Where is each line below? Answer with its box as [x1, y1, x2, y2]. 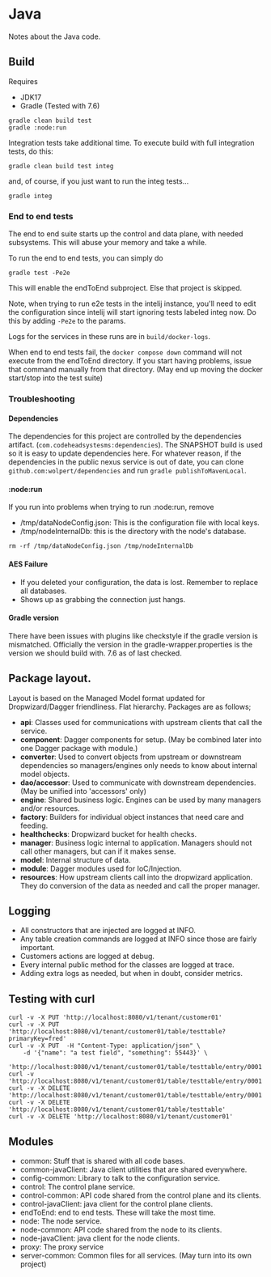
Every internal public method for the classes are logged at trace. [19, 960, 235, 969]
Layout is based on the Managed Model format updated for [8, 693, 205, 702]
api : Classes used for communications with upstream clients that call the [19, 717, 263, 727]
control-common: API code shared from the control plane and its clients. [19, 1190, 261, 1200]
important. [19, 943, 55, 952]
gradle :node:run [8, 123, 67, 132]
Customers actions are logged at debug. [19, 952, 155, 961]
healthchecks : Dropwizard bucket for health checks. [19, 829, 197, 838]
